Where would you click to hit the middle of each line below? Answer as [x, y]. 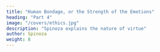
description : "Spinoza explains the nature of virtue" [76, 28]
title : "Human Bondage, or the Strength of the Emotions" [80, 12]
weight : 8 [19, 39]
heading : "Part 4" [29, 17]
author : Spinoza [26, 34]
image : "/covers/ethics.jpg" [43, 23]
